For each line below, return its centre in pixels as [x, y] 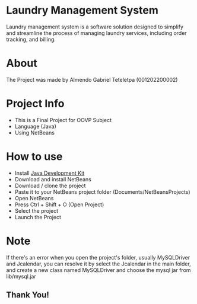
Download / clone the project [50, 185]
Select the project [36, 210]
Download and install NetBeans [53, 179]
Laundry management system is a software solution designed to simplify [95, 27]
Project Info [35, 104]
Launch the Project [38, 217]
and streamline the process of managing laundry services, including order [96, 33]
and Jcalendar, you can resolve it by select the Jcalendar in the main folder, [99, 264]
